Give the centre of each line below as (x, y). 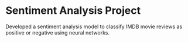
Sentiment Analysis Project (73, 11)
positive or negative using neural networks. (57, 32)
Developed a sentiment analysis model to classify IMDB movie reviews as (94, 26)
